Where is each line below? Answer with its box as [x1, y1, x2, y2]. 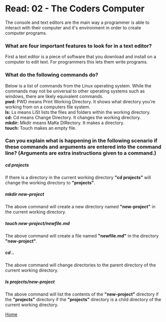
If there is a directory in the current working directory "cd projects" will [5, 174, 151, 180]
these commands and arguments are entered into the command [5, 144, 162, 151]
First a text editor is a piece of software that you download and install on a [5, 54, 157, 60]
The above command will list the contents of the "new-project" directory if [5, 291, 159, 297]
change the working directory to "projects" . [5, 180, 96, 186]
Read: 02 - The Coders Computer [5, 3, 145, 14]
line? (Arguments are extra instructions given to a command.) [5, 150, 157, 157]
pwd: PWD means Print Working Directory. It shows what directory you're [5, 98, 156, 104]
